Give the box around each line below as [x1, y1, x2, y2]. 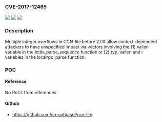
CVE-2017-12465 [5, 3, 47, 10]
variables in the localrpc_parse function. [5, 54, 86, 60]
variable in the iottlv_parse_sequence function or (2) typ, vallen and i [5, 49, 143, 55]
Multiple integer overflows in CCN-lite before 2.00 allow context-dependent [5, 38, 157, 45]
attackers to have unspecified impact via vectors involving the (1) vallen [5, 44, 149, 49]
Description [5, 27, 34, 34]
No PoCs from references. [5, 89, 58, 95]
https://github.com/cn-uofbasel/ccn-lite [12, 111, 93, 117]
